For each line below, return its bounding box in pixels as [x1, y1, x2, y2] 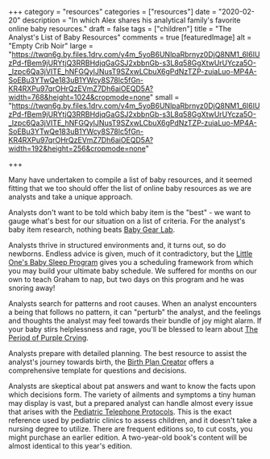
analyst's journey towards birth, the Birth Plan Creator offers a [8, 358, 214, 366]
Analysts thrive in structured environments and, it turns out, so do [8, 241, 226, 250]
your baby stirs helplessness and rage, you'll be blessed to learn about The [8, 325, 259, 333]
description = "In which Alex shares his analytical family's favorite [22, 15, 241, 25]
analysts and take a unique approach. [8, 192, 133, 201]
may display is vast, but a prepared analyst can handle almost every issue [8, 399, 254, 407]
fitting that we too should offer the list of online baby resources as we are [8, 184, 252, 192]
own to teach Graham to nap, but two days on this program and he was [8, 275, 244, 284]
